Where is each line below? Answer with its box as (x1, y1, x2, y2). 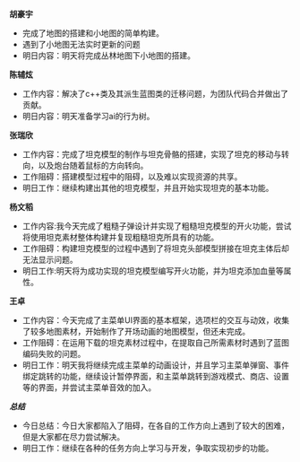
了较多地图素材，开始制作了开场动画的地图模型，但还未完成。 (21, 327, 251, 336)
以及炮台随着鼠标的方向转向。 (38, 161, 149, 170)
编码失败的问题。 (21, 349, 86, 359)
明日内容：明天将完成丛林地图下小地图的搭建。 (21, 50, 195, 61)
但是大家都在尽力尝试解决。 (21, 431, 125, 442)
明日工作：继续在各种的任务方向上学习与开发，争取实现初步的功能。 (21, 443, 274, 453)
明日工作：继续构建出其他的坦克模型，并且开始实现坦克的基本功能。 (21, 183, 274, 193)
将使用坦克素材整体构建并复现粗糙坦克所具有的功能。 (21, 232, 219, 242)
